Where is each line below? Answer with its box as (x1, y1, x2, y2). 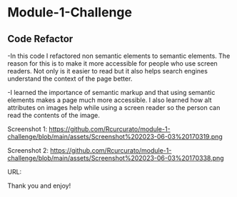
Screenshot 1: (7, 125, 48, 133)
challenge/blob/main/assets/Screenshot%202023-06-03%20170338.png (7, 154, 224, 162)
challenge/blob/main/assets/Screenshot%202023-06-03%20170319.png (7, 133, 223, 141)
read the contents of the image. (7, 111, 100, 119)
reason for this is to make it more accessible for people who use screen (7, 59, 218, 68)
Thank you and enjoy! (7, 181, 71, 190)
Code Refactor (7, 33, 74, 45)
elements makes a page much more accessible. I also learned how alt (7, 96, 212, 104)
